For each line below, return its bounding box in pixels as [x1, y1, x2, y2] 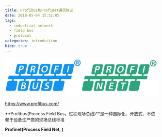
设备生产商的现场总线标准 [13, 117, 65, 122]
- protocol [9, 33, 32, 38]
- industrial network [9, 23, 53, 28]
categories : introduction [5, 39, 57, 44]
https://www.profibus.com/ [5, 101, 59, 107]
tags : [5, 18, 16, 23]
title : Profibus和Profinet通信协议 [5, 8, 74, 13]
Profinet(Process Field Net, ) [5, 126, 64, 132]
